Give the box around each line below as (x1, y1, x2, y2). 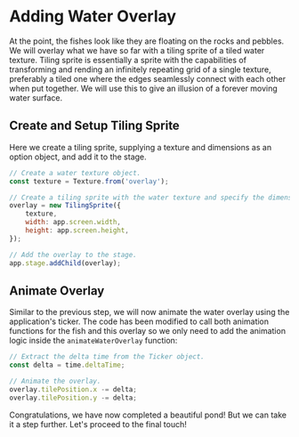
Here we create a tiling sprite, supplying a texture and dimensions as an (9, 142, 272, 152)
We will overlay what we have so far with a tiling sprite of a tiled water (9, 45, 265, 55)
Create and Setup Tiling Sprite (9, 118, 180, 134)
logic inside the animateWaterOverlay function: (9, 336, 178, 346)
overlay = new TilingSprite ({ (9, 201, 122, 210)
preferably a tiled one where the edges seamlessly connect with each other (9, 73, 287, 84)
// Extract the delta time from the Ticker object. (9, 352, 205, 361)
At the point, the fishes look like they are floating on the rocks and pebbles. (9, 36, 285, 46)
